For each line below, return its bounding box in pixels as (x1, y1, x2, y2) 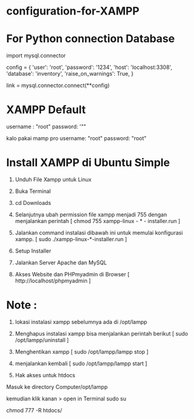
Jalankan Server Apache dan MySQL (15, 259, 107, 266)
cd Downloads (15, 200, 51, 206)
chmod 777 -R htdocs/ (6, 406, 62, 414)
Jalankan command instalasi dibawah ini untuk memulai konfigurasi (15, 229, 183, 236)
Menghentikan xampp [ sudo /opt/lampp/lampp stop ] (15, 348, 149, 355)
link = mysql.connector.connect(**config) (6, 82, 110, 89)
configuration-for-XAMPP (6, 4, 140, 18)
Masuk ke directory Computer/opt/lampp (6, 383, 108, 391)
